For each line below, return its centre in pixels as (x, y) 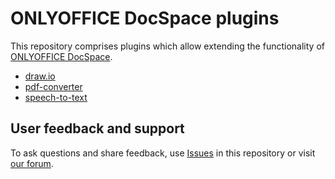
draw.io (40, 76)
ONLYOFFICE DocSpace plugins (145, 18)
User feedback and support (97, 128)
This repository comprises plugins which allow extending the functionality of (167, 46)
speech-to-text (56, 97)
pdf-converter (53, 86)
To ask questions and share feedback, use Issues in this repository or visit (163, 153)
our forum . (32, 163)
